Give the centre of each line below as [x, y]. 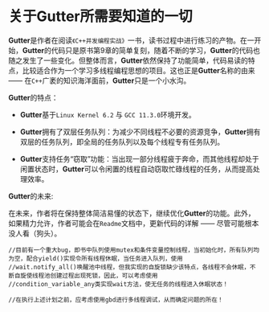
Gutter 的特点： [33, 97]
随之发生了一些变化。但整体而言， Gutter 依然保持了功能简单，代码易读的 [128, 60]
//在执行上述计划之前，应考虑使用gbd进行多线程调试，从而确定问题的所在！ [116, 300]
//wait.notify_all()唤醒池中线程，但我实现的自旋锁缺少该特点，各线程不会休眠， [129, 267]
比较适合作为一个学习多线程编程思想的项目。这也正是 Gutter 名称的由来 [139, 70]
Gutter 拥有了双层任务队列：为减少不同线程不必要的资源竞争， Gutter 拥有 [140, 131]
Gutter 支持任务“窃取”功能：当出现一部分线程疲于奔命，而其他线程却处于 [139, 158]
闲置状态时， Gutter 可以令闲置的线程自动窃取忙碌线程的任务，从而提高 [137, 169]
